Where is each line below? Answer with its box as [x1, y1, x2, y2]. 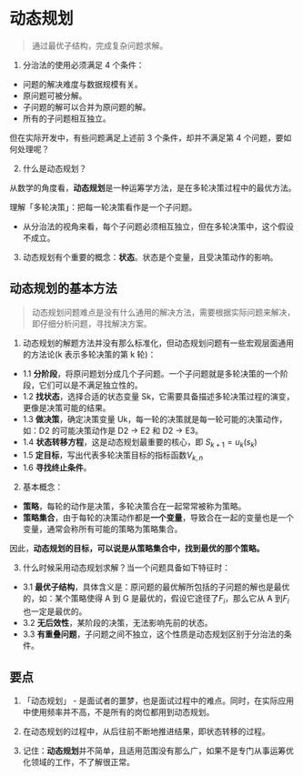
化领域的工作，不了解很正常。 [22, 756, 135, 767]
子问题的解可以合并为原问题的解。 [22, 101, 151, 112]
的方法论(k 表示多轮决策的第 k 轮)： [22, 348, 157, 359]
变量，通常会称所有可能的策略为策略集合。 [22, 524, 183, 535]
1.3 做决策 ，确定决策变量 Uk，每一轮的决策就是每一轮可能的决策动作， [22, 413, 288, 424]
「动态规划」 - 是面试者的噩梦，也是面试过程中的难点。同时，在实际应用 [22, 695, 295, 706]
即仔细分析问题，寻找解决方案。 [31, 317, 152, 328]
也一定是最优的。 [22, 606, 87, 617]
